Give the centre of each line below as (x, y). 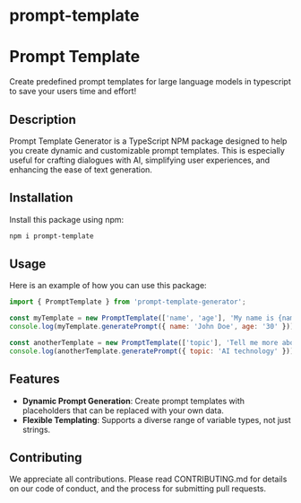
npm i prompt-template (52, 236)
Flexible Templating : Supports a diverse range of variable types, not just (156, 419)
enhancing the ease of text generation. (81, 169)
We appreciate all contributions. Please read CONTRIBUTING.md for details (148, 479)
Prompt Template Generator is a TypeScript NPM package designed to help (148, 141)
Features (34, 379)
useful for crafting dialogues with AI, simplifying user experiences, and (140, 160)
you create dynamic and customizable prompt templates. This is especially (147, 150)
